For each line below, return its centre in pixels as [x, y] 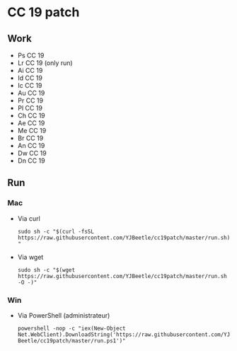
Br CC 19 [30, 138]
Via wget [30, 257]
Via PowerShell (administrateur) [64, 315]
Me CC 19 [32, 131]
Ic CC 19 [30, 85]
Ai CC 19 [30, 70]
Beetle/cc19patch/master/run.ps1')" [71, 340]
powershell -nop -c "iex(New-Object [71, 328]
